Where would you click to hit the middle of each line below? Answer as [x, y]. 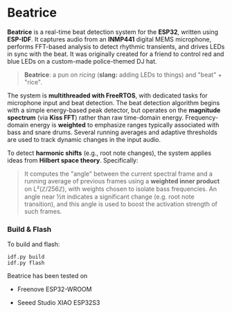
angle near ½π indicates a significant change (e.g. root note [109, 196]
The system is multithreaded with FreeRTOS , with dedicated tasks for [107, 95]
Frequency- [202, 117]
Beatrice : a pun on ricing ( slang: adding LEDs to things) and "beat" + [123, 75]
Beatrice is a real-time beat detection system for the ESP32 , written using [113, 32]
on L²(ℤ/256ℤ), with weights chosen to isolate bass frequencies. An [120, 189]
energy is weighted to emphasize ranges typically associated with [125, 125]
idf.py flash [26, 263]
